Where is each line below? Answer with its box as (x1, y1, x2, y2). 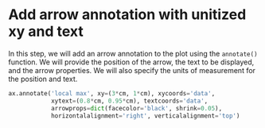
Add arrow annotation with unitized (8, 6, 247, 24)
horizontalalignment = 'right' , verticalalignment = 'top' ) (50, 111, 240, 120)
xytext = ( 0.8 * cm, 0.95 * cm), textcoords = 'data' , (50, 97, 208, 105)
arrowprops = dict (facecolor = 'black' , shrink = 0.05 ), (50, 104, 223, 112)
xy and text (8, 22, 84, 41)
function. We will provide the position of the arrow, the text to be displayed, (8, 57, 255, 67)
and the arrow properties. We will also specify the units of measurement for (8, 65, 256, 75)
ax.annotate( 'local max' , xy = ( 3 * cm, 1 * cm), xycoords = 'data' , (8, 89, 216, 97)
